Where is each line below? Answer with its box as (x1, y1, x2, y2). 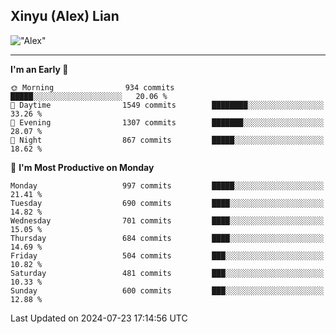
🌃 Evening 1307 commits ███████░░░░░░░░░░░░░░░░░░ (10, 117, 325, 128)
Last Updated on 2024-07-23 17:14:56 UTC (10, 312, 188, 324)
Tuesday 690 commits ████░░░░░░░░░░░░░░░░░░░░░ (10, 198, 325, 208)
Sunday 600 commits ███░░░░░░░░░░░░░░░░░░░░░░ (10, 285, 325, 296)
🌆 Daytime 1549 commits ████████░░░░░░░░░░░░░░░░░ (10, 100, 325, 110)
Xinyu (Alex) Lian (10, 8, 120, 25)
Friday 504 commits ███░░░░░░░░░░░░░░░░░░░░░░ (10, 250, 325, 261)
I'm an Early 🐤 (10, 63, 69, 75)
